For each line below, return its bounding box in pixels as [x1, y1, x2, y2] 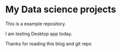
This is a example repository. [5, 21, 66, 27]
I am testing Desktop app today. [5, 30, 73, 37]
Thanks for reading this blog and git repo [5, 40, 92, 47]
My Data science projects [5, 4, 116, 15]
